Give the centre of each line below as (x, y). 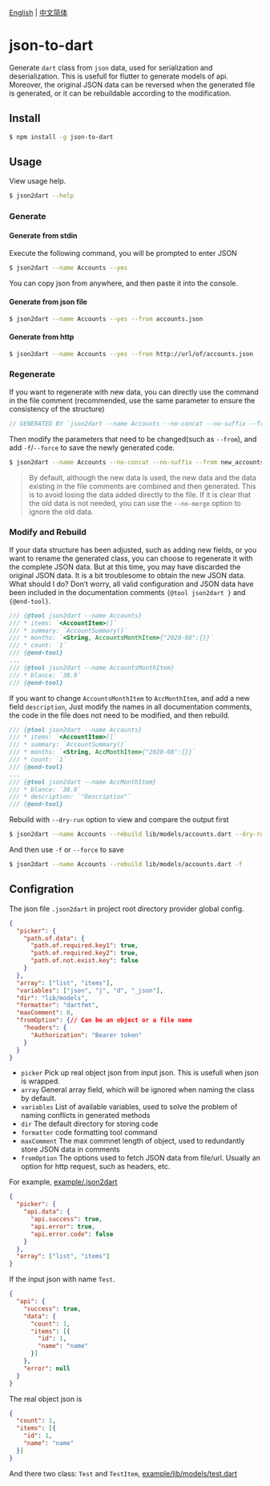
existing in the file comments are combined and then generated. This (142, 486)
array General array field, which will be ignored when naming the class (137, 1090)
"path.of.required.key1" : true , (84, 945)
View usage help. (38, 181)
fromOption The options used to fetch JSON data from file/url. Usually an (141, 1158)
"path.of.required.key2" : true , (84, 954)
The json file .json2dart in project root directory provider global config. (127, 909)
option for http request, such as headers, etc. (95, 1167)
